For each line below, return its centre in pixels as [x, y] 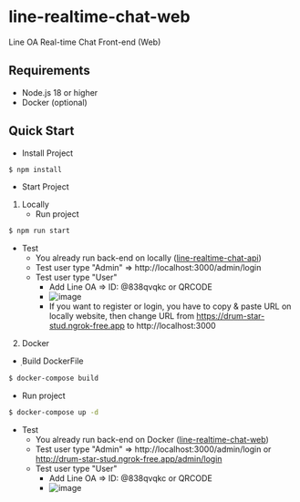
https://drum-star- [231, 316]
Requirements [49, 71]
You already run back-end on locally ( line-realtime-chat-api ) [148, 258]
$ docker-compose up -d [54, 413]
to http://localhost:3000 [171, 326]
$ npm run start [39, 231]
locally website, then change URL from [122, 316]
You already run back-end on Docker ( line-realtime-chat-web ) [152, 440]
